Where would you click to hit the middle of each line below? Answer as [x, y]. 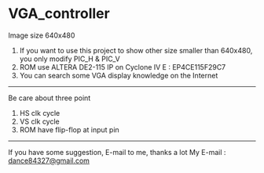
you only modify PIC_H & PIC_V [70, 59]
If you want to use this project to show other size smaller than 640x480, [136, 50]
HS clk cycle [40, 113]
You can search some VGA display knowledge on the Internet [119, 75]
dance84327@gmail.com [49, 160]
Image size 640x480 [42, 35]
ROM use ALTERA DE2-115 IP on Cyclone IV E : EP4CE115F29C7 [123, 67]
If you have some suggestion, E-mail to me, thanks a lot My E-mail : [117, 152]
